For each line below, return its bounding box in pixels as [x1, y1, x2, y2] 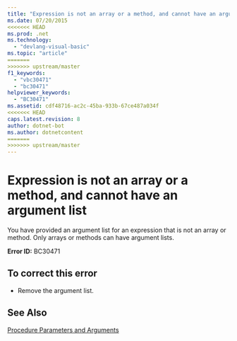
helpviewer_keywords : [7, 89, 71, 96]
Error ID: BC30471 [7, 247, 61, 255]
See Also [7, 307, 47, 319]
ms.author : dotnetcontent [7, 129, 83, 136]
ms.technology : [7, 37, 52, 44]
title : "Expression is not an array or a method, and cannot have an [7, 10, 217, 18]
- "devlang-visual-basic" [13, 43, 90, 50]
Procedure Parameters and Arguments [7, 325, 119, 334]
